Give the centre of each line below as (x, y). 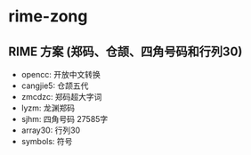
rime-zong (48, 16)
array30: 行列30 (51, 130)
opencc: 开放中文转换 (61, 74)
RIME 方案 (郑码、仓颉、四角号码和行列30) (125, 51)
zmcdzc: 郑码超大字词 (61, 97)
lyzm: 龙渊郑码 (48, 108)
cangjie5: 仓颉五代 (55, 86)
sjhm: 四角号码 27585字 (65, 119)
